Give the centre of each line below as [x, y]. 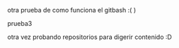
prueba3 [20, 23]
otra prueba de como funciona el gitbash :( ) [72, 10]
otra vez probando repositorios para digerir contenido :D [89, 37]
